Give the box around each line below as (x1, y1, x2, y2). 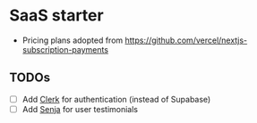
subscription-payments (21, 44, 109, 54)
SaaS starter (9, 5, 105, 26)
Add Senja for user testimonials (21, 103, 139, 114)
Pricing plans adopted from (21, 35, 124, 45)
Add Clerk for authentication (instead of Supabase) (21, 94, 211, 104)
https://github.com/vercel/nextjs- (124, 35, 248, 45)
